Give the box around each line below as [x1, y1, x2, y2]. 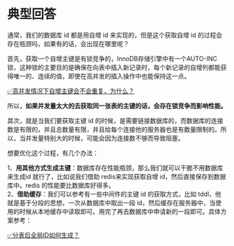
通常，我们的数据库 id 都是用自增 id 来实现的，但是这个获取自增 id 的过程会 [7, 31, 223, 39]
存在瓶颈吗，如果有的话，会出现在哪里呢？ [7, 39, 130, 48]
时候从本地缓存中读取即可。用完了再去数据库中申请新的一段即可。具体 [19, 207, 221, 215]
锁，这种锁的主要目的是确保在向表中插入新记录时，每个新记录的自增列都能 [7, 63, 221, 71]
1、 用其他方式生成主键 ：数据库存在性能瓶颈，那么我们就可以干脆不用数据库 [7, 164, 224, 172]
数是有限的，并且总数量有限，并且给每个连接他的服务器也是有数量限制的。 [7, 125, 221, 133]
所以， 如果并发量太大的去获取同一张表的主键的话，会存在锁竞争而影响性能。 [7, 101, 227, 110]
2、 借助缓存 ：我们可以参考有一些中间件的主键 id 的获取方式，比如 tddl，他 [7, 189, 221, 198]
